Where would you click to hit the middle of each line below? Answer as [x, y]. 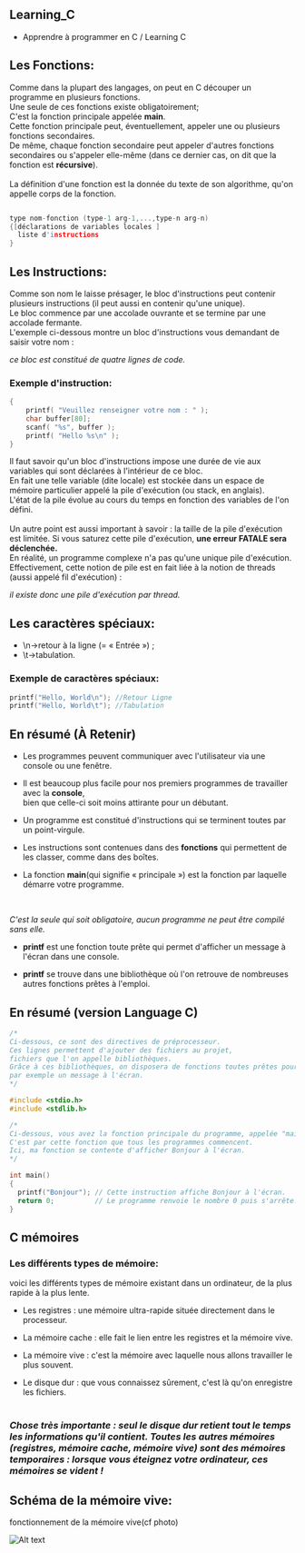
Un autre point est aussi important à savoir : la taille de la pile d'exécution [146, 529]
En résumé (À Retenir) [73, 734]
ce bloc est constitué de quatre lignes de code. [98, 359]
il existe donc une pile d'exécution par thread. [95, 595]
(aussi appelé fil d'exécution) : [66, 577]
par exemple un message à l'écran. [77, 1076]
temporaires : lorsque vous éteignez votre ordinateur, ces [139, 1459]
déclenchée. [34, 548]
